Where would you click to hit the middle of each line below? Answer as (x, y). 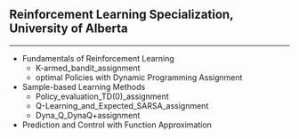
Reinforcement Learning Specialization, (121, 15)
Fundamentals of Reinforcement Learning (98, 58)
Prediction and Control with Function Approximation (117, 125)
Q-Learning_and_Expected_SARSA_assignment (122, 105)
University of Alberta (69, 29)
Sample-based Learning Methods (84, 86)
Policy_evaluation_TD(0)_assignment (102, 96)
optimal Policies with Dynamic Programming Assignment (139, 77)
